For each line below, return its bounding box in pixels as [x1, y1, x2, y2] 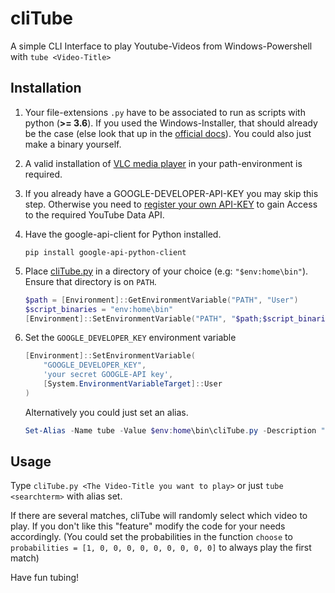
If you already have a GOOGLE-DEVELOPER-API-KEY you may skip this [24, 187, 319, 199]
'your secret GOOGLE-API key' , [43, 370, 174, 380]
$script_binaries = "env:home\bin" [24, 304, 174, 314]
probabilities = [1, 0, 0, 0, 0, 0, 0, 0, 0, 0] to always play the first [10, 542, 312, 554]
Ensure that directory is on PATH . [24, 275, 157, 287]
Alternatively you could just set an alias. [24, 406, 189, 418]
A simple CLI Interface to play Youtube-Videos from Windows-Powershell [10, 40, 313, 52]
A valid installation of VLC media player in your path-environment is [24, 157, 303, 169]
